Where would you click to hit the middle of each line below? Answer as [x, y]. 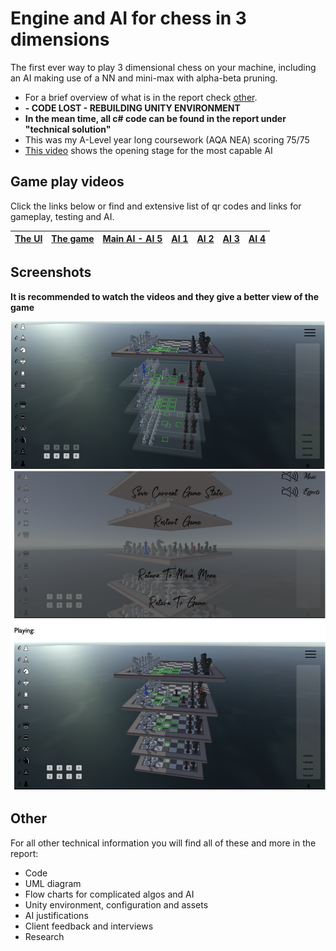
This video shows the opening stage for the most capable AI [148, 150]
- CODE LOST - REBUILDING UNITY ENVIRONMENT [132, 108]
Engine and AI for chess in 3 [128, 18]
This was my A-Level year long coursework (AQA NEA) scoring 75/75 [167, 139]
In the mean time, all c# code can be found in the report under [155, 118]
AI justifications [56, 915]
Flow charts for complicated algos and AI [109, 894]
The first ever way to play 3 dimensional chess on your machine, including [163, 67]
